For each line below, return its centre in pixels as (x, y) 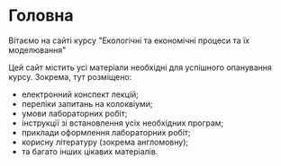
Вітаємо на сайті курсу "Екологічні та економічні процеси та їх (129, 40)
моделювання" (37, 49)
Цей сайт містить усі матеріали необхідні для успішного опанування (140, 67)
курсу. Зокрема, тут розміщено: (70, 76)
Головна (41, 16)
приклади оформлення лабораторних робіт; (106, 132)
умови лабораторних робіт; (74, 113)
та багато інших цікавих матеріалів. (90, 151)
